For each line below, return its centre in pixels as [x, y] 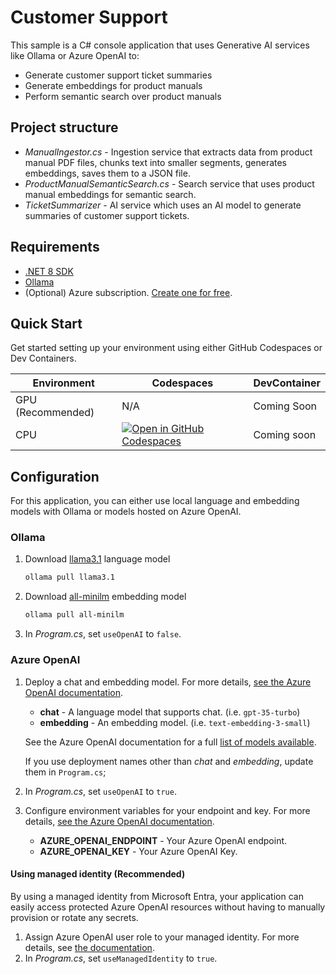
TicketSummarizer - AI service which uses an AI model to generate [163, 205]
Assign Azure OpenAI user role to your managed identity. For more [162, 937]
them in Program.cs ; [65, 772]
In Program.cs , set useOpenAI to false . [103, 634]
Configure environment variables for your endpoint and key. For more [167, 810]
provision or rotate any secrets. [74, 917]
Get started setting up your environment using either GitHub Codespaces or [166, 348]
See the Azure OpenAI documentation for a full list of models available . [170, 742]
